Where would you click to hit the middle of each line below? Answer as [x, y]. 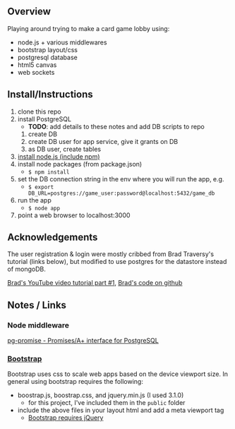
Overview [29, 12]
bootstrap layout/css [47, 49]
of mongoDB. [26, 269]
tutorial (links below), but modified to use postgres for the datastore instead [117, 262]
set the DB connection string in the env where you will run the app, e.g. [121, 179]
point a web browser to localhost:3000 [74, 215]
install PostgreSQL [44, 119]
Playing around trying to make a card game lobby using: [89, 28]
